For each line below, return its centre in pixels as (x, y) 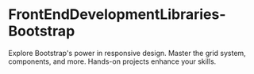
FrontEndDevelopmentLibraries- (117, 15)
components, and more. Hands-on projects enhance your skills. (112, 61)
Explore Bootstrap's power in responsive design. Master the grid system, (127, 53)
